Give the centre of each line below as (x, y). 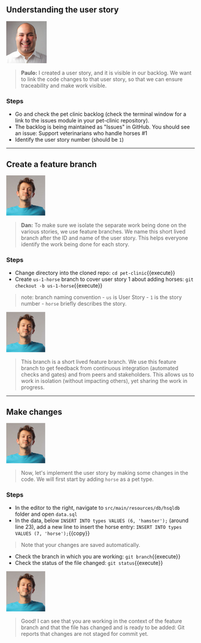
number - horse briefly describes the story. (74, 304)
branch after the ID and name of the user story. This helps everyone (104, 238)
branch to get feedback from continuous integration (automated (99, 368)
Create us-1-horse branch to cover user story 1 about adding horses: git (104, 279)
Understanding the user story (63, 10)
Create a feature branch (51, 164)
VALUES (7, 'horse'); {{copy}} (52, 533)
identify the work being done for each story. (75, 244)
